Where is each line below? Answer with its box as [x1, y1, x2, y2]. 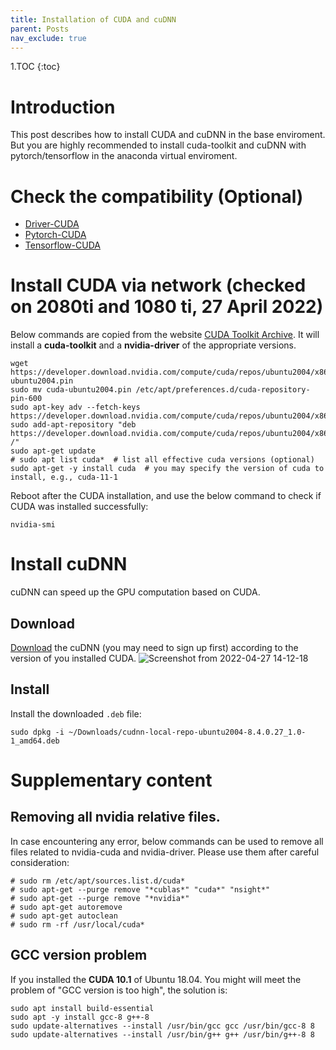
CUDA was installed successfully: [10, 501, 149, 513]
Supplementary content [10, 769, 213, 791]
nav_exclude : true [10, 33, 87, 43]
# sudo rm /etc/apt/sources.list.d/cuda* [10, 876, 186, 886]
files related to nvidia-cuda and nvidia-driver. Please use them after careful [10, 846, 320, 858]
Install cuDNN [10, 553, 128, 576]
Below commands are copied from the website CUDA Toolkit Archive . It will [10, 329, 320, 341]
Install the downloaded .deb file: [10, 707, 142, 720]
